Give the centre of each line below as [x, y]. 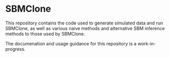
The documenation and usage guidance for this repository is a [71, 43]
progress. [15, 49]
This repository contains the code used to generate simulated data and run [84, 23]
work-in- [147, 43]
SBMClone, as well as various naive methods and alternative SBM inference [85, 28]
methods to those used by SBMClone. [45, 34]
